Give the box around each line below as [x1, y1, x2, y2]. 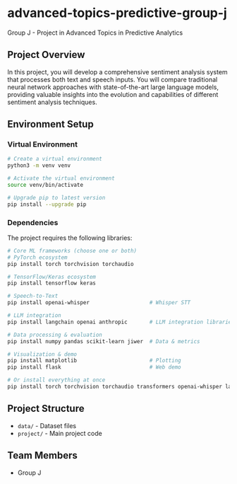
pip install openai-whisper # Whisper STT [7, 299, 191, 306]
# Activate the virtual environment [7, 175, 115, 182]
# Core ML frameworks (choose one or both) [7, 247, 138, 254]
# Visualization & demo [7, 350, 78, 358]
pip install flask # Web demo [7, 364, 181, 371]
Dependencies [7, 217, 59, 227]
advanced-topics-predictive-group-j [7, 5, 227, 21]
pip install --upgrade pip [7, 200, 87, 208]
